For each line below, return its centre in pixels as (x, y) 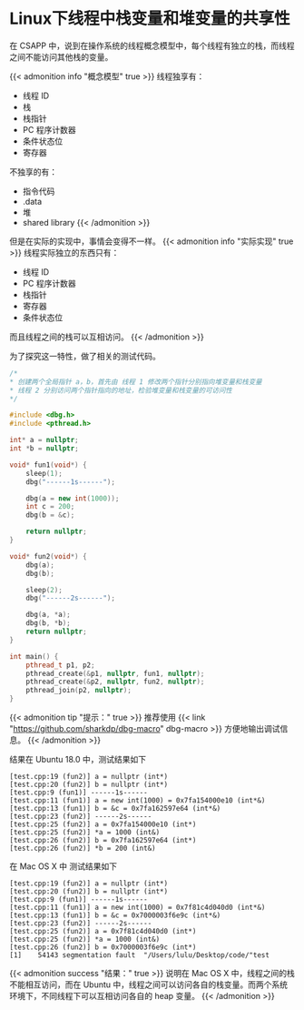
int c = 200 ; (50, 507)
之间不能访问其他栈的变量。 (61, 56)
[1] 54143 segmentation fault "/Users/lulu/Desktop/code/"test (140, 955)
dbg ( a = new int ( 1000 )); (73, 498)
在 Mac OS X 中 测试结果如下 (64, 866)
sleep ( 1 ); (44, 473)
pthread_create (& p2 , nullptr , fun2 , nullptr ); (115, 682)
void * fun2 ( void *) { (49, 556)
